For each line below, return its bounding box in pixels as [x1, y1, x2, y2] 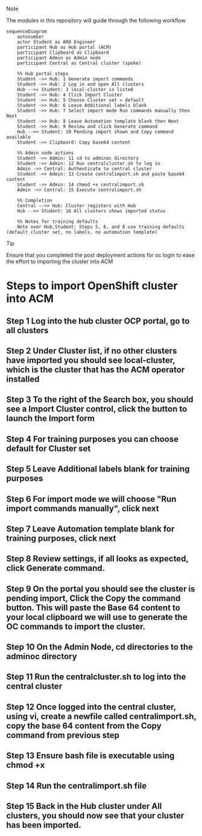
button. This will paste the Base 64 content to [6, 602, 181, 613]
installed [6, 374, 40, 384]
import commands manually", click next [6, 503, 159, 514]
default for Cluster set [6, 443, 91, 453]
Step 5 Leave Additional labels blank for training [6, 464, 190, 474]
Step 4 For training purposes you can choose [6, 434, 179, 444]
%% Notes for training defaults [17, 219, 98, 225]
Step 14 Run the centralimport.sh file [6, 780, 147, 791]
